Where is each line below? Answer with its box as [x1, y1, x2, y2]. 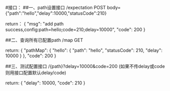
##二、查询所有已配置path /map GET [5, 37, 83, 43]
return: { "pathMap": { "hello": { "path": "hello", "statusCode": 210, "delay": [5, 48, 163, 53]
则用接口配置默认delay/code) [5, 70, 67, 76]
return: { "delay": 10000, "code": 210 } [5, 80, 86, 86]
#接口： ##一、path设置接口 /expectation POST [5, 5, 106, 10]
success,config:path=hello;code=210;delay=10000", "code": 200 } [5, 27, 146, 32]
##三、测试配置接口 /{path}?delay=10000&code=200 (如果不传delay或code [5, 63, 165, 69]
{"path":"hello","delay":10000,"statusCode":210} [5, 10, 107, 16]
